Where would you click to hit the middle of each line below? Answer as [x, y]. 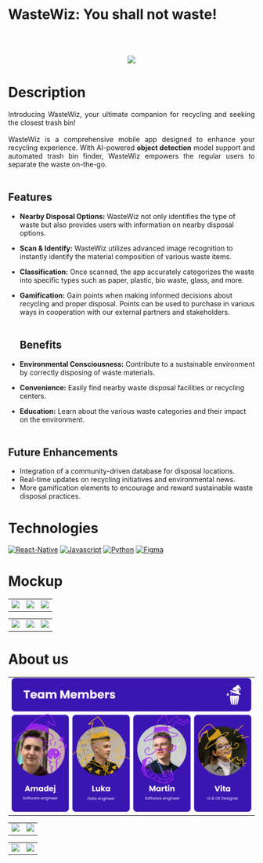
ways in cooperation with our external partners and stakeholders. [125, 312]
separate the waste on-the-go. [58, 164]
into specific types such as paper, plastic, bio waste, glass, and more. [131, 280]
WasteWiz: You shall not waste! [113, 15]
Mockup [36, 581]
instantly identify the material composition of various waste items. [126, 256]
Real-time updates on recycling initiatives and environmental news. [128, 480]
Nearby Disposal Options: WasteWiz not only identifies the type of [128, 216]
